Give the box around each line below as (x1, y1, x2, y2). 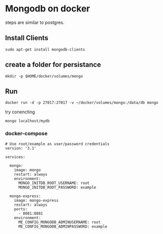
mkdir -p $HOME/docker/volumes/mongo (5, 74, 83, 78)
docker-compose (5, 130, 48, 137)
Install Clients (5, 34, 49, 42)
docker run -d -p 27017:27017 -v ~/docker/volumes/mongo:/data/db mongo (5, 100, 159, 105)
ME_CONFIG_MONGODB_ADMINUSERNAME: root (18, 220, 101, 225)
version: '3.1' (5, 146, 37, 151)
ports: (14, 207, 28, 212)
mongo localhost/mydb (5, 119, 50, 124)
